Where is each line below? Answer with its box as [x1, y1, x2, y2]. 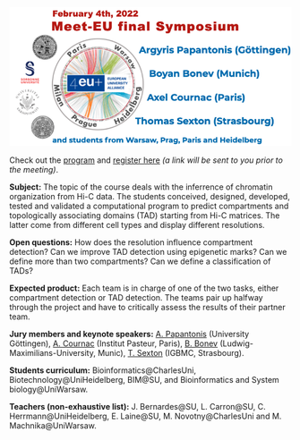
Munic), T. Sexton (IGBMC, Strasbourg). [97, 347, 244, 358]
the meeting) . [9, 164, 59, 174]
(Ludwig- [219, 338, 253, 349]
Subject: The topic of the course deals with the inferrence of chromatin [9, 182, 273, 192]
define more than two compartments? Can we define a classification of [9, 256, 271, 267]
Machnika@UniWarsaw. [9, 419, 97, 431]
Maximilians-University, [9, 347, 96, 358]
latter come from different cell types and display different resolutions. [9, 219, 266, 230]
